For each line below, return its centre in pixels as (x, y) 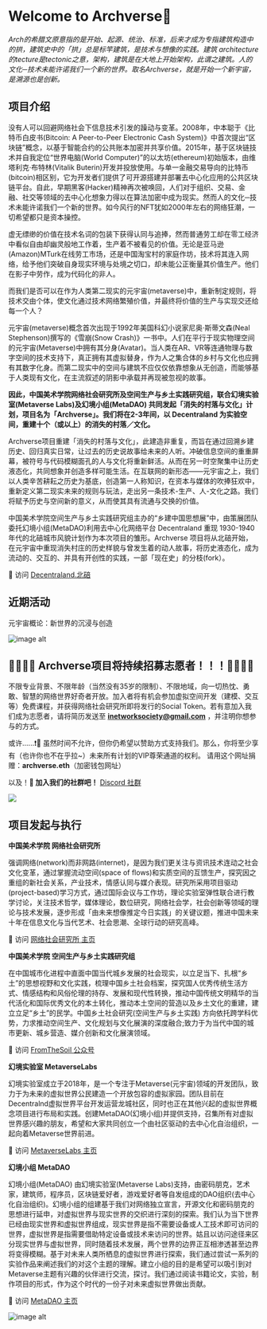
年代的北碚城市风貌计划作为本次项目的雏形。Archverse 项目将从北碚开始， (130, 538)
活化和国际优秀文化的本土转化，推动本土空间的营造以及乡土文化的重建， (133, 1003)
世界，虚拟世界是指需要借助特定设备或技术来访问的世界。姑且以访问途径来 (130, 1234)
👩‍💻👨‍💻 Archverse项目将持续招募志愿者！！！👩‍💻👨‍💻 (131, 666)
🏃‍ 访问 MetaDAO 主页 (43, 1301)
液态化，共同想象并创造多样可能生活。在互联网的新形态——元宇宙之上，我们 (133, 471)
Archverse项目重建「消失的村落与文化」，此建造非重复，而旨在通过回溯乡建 (131, 441)
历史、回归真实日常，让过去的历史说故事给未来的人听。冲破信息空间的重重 (130, 451)
